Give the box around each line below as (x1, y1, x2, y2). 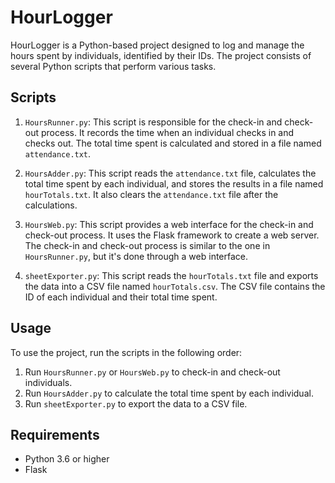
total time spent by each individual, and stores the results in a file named (24, 177, 324, 190)
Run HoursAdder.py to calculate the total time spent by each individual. (24, 387, 314, 399)
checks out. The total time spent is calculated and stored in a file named (24, 137, 322, 149)
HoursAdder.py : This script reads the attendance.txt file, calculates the (24, 167, 317, 179)
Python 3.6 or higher (24, 453, 110, 465)
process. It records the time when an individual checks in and (40, 126, 295, 138)
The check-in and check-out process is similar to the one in (24, 239, 271, 251)
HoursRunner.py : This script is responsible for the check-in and (24, 116, 283, 128)
